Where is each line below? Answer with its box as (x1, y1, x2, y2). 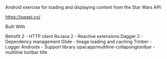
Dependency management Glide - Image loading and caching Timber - (5, 38, 152, 44)
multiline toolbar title (5, 49, 48, 55)
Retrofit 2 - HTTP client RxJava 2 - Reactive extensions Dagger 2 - (5, 33, 143, 39)
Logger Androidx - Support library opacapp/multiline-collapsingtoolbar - (5, 44, 155, 49)
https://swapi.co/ (5, 14, 41, 19)
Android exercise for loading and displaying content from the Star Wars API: (5, 4, 162, 10)
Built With (5, 23, 25, 29)
